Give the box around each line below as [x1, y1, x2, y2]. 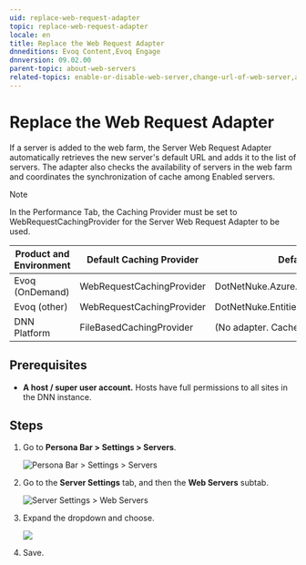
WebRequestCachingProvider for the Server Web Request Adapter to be [9, 216, 280, 227]
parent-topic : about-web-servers [9, 65, 137, 74]
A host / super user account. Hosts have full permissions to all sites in [22, 382, 289, 393]
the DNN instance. [22, 391, 92, 402]
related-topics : [9, 73, 71, 82]
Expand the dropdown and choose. [22, 512, 155, 524]
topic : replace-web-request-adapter [9, 22, 148, 31]
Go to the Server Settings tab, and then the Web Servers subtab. [22, 478, 269, 488]
